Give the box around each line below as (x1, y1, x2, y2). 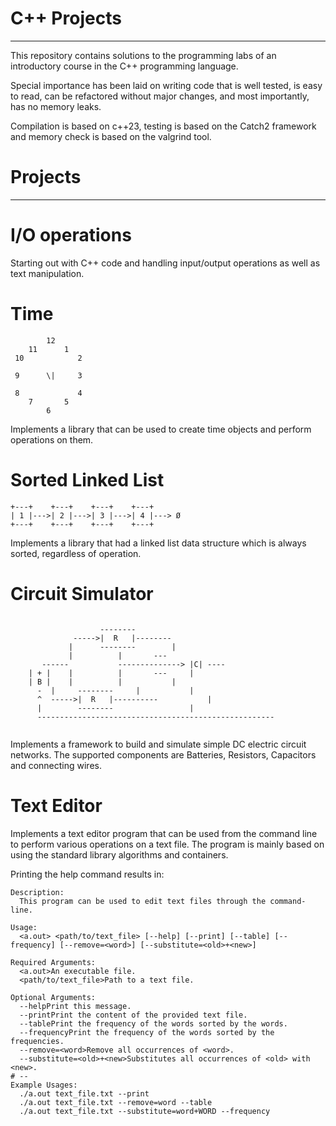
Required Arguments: (10, 957, 97, 967)
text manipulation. (10, 267, 85, 279)
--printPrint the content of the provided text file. (19, 1010, 248, 1020)
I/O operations (10, 224, 132, 247)
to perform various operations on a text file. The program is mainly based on (10, 838, 325, 850)
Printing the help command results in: (10, 868, 165, 880)
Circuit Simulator (10, 582, 154, 605)
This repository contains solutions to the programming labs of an (10, 49, 277, 61)
